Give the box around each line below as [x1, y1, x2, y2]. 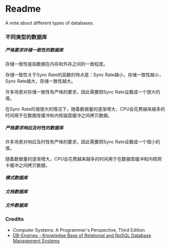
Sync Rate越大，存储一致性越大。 [5, 78, 76, 84]
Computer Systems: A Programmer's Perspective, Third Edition [12, 227, 145, 233]
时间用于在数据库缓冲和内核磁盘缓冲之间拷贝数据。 [5, 112, 112, 118]
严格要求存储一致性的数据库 [5, 47, 64, 53]
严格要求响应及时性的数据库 [5, 125, 64, 131]
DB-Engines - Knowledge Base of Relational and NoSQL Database [12, 232, 152, 238]
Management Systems [12, 237, 60, 244]
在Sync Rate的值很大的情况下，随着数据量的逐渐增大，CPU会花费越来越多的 [5, 106, 165, 112]
